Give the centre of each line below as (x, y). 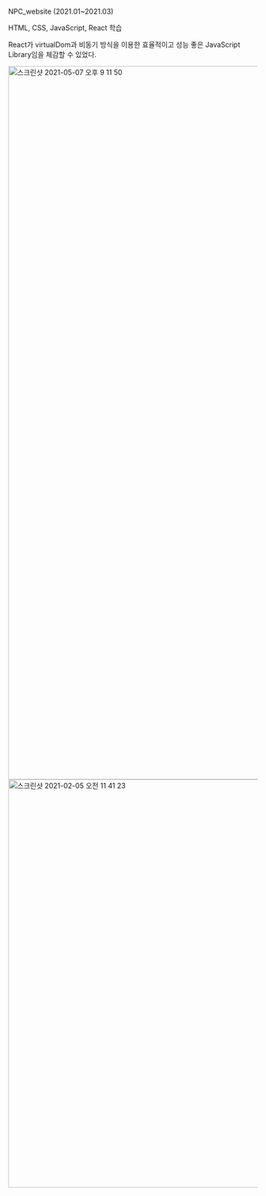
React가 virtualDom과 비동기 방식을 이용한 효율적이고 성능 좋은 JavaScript (124, 44)
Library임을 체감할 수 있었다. (53, 54)
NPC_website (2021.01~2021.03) (61, 11)
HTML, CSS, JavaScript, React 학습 (65, 28)
